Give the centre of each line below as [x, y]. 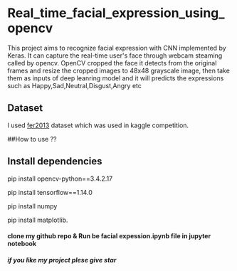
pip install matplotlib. [38, 220]
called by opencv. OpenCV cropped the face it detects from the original [112, 63]
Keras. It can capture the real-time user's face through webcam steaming [115, 55]
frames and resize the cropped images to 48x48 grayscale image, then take [118, 70]
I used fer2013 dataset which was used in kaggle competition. [98, 125]
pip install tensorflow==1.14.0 [50, 192]
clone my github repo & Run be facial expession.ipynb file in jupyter [109, 236]
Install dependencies [55, 161]
